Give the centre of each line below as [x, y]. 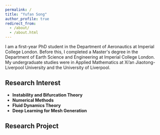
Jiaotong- [146, 62]
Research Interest [33, 83]
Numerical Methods [33, 100]
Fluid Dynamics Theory [37, 105]
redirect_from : [21, 23]
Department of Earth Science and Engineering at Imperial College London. [80, 57]
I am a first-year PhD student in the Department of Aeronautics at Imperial [80, 47]
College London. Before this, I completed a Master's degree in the [72, 52]
